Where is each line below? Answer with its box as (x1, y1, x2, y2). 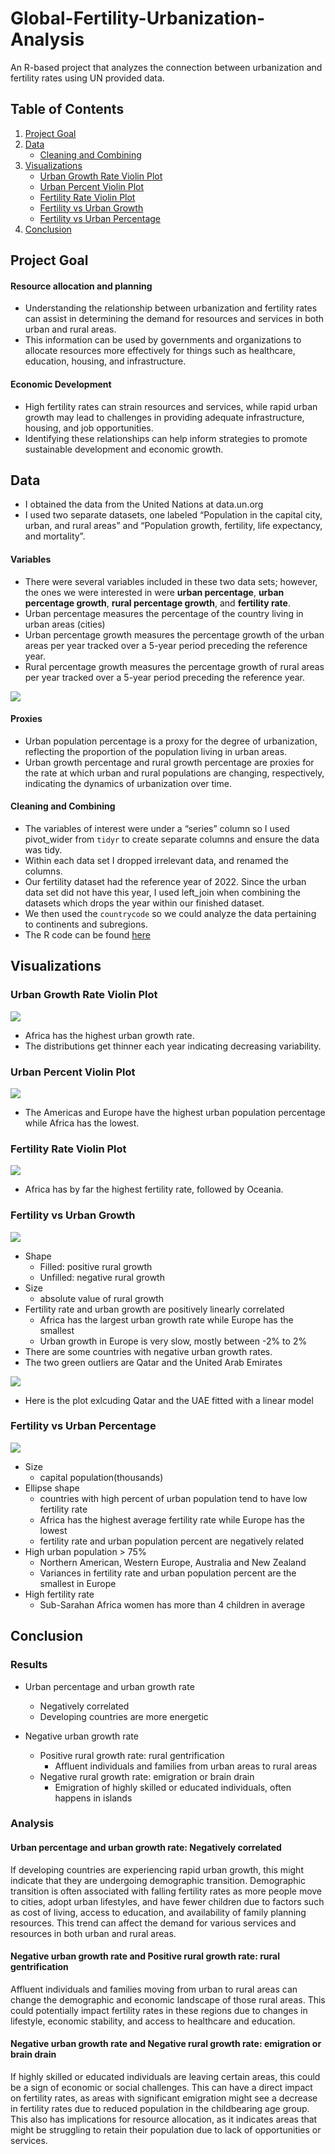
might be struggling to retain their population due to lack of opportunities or (10, 2124, 322, 2136)
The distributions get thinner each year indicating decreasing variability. (24, 1040, 322, 1052)
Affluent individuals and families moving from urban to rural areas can (10, 1983, 298, 1995)
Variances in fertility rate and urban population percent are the (39, 1567, 297, 1579)
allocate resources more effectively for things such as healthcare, (24, 345, 296, 357)
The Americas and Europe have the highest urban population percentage (24, 1106, 326, 1118)
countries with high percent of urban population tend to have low (39, 1492, 308, 1504)
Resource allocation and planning (10, 280, 153, 292)
